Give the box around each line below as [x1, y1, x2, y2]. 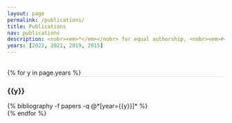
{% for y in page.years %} [7, 68, 81, 77]
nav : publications [7, 29, 60, 37]
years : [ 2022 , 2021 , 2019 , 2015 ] [7, 42, 104, 49]
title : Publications [7, 23, 67, 30]
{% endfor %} [7, 109, 47, 117]
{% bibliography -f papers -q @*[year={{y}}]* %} [7, 102, 148, 111]
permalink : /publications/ [7, 17, 85, 23]
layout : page [7, 10, 45, 17]
